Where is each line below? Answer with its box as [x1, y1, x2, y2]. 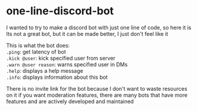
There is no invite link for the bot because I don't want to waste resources [6, 85, 187, 92]
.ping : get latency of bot [6, 48, 66, 55]
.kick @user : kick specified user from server [6, 54, 116, 61]
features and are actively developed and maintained [6, 97, 134, 105]
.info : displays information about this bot [6, 73, 108, 81]
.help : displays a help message [6, 67, 84, 74]
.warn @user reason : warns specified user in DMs [6, 61, 128, 68]
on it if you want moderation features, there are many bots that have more [6, 91, 188, 98]
